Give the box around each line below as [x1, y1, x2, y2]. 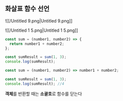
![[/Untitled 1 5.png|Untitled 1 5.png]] [5, 27, 78, 33]
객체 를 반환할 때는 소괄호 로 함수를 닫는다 [5, 91, 82, 97]
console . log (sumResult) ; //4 [5, 81, 64, 86]
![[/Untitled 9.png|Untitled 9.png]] [5, 18, 73, 23]
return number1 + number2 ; [9, 41, 64, 46]
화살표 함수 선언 [5, 4, 50, 13]
